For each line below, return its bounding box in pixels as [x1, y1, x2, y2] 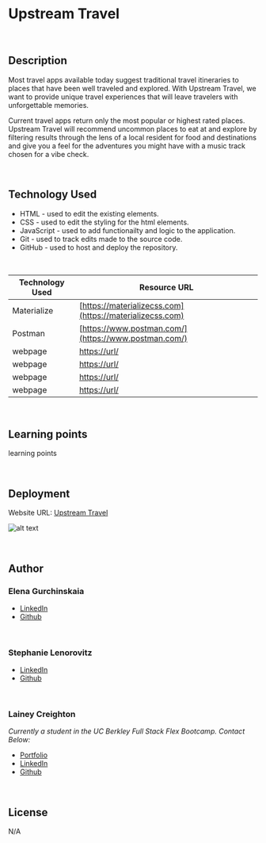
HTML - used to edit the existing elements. [19, 209, 160, 218]
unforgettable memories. [8, 100, 89, 109]
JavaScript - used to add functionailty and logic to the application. [19, 225, 236, 235]
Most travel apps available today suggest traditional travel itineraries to [8, 75, 239, 84]
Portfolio [19, 750, 48, 760]
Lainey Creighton [8, 709, 76, 720]
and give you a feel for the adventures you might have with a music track [8, 140, 245, 151]
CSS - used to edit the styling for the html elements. [19, 217, 189, 227]
